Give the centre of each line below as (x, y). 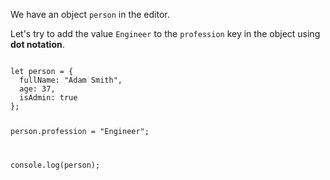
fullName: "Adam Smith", (71, 80)
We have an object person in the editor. (90, 14)
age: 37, (37, 89)
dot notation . (37, 44)
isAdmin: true (48, 98)
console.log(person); (55, 165)
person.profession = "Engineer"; (80, 131)
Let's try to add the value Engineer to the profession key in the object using (165, 33)
